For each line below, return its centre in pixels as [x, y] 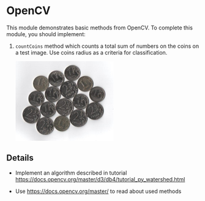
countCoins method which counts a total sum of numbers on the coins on [107, 46]
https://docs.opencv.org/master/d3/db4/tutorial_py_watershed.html [100, 179]
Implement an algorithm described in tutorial [71, 173]
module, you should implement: [46, 34]
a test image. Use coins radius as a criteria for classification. [91, 52]
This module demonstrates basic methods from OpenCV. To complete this [99, 28]
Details [20, 158]
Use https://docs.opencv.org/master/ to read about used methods [98, 191]
